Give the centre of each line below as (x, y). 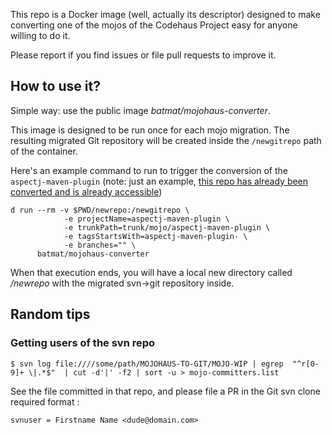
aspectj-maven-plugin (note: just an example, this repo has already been (159, 181)
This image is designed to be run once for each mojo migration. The (150, 130)
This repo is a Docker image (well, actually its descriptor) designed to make (165, 14)
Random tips (50, 314)
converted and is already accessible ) (86, 191)
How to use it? (55, 86)
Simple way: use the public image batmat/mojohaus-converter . (140, 110)
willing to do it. (40, 35)
